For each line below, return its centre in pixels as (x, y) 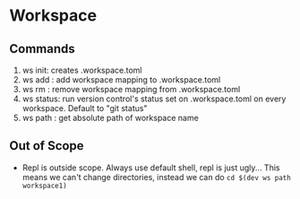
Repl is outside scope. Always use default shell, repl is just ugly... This (151, 168)
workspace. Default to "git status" (85, 108)
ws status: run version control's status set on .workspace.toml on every (154, 99)
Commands (43, 49)
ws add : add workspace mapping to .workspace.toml (121, 80)
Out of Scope (47, 146)
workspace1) (44, 186)
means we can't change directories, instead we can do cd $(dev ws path (156, 177)
